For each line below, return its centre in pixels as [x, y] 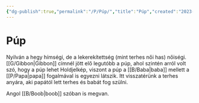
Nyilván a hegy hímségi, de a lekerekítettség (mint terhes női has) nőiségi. [96, 57]
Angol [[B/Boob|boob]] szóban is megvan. [58, 93]
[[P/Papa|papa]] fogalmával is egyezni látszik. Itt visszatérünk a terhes [92, 76]
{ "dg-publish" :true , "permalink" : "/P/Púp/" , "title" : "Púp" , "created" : [92, 11]
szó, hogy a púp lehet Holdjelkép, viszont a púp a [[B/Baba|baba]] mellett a [98, 69]
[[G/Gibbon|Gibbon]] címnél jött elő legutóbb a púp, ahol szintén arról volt [96, 63]
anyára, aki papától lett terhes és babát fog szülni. [67, 82]
